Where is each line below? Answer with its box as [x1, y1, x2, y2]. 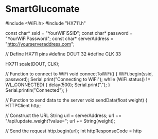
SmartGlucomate [5, 3, 80, 15]
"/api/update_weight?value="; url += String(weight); [5, 117, 115, 124]
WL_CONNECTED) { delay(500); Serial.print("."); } [5, 82, 111, 88]
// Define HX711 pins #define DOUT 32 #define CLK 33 [5, 51, 121, 57]
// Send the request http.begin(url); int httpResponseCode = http [5, 128, 142, 134]
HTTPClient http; [5, 102, 41, 108]
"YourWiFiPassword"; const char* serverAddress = [5, 35, 114, 42]
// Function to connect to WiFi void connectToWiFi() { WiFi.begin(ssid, [5, 70, 153, 77]
